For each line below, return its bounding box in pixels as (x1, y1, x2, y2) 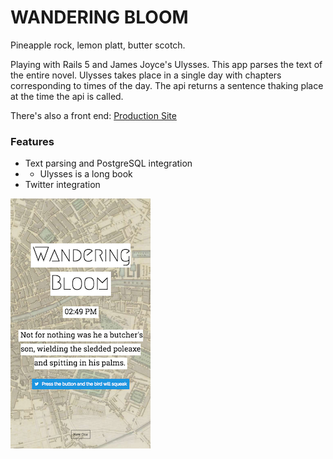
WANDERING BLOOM (10, 6, 189, 29)
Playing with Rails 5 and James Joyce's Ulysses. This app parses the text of (10, 58, 323, 70)
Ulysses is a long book (39, 168, 133, 180)
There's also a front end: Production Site (10, 109, 177, 121)
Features (10, 134, 55, 148)
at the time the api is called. (10, 90, 124, 102)
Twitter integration (24, 179, 101, 191)
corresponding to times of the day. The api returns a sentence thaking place (10, 79, 324, 91)
